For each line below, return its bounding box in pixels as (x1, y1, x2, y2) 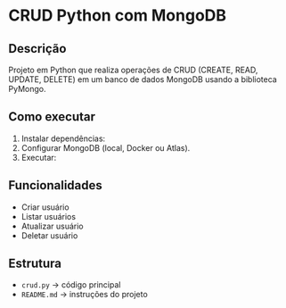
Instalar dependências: (20, 133, 106, 144)
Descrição (8, 41, 67, 56)
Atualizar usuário (20, 221, 84, 231)
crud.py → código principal (20, 279, 121, 290)
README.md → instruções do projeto (20, 289, 148, 300)
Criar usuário (20, 202, 69, 212)
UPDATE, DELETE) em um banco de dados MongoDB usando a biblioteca (8, 74, 277, 85)
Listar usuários (20, 211, 77, 221)
